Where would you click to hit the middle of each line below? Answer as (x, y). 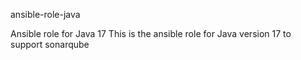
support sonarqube (50, 44)
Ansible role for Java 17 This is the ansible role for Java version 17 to (151, 33)
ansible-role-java (45, 14)
